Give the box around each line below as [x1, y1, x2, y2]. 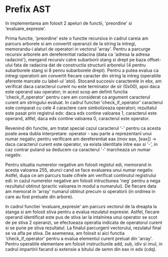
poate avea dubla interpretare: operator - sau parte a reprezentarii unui [5, 130, 152, 136]
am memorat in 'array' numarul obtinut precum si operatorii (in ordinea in [5, 188, 155, 194]
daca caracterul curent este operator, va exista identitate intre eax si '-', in [5, 141, 158, 147]
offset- [147, 56, 161, 62]
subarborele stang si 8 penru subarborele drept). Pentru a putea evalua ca [5, 67, 159, 73]
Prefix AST [5, 4, 51, 15]
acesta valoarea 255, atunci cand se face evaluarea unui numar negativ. [5, 167, 154, 173]
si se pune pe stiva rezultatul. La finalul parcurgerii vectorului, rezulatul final [5, 225, 161, 231]
